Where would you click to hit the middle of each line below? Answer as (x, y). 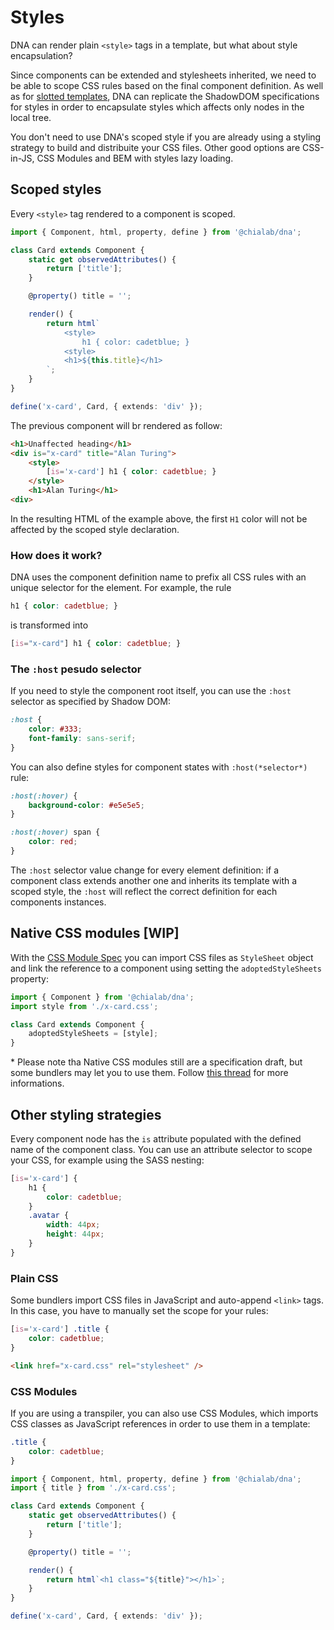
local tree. (31, 117)
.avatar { (49, 1216)
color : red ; (53, 842)
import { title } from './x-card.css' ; (93, 1488)
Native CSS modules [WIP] (95, 933)
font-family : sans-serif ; (82, 738)
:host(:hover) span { (55, 832)
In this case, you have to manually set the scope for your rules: (139, 1311)
